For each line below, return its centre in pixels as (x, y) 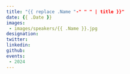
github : (16, 51)
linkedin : (19, 45)
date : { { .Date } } (29, 17)
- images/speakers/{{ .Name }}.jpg (53, 28)
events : (16, 56)
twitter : (17, 39)
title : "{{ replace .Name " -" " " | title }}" (65, 12)
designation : (22, 34)
